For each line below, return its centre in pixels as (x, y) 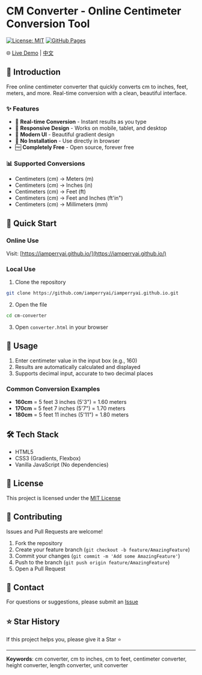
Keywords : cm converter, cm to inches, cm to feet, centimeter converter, (96, 659)
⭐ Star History (33, 621)
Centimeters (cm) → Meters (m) (54, 179)
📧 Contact (25, 588)
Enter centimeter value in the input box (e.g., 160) (76, 360)
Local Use (21, 269)
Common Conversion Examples (53, 389)
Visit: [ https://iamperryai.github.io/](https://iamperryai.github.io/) (86, 254)
